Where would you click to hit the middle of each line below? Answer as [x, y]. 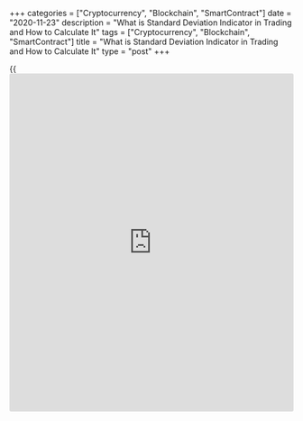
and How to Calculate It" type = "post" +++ [90, 51]
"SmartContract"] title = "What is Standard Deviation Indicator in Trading [144, 41]
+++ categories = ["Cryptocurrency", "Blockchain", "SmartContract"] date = [151, 13]
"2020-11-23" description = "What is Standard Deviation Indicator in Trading [151, 23]
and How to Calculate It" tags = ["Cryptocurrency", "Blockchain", [130, 32]
